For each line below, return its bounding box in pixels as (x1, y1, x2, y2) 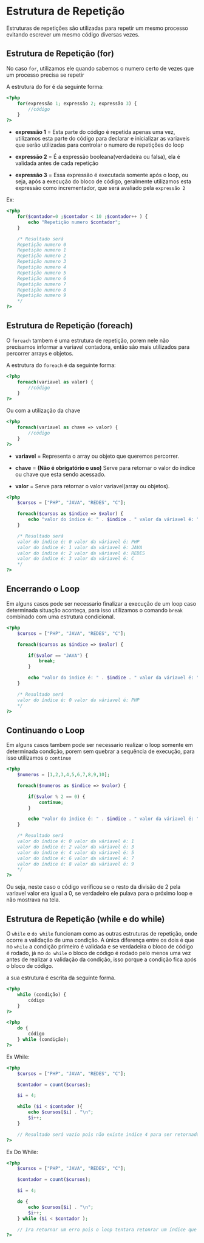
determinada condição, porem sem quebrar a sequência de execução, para (6, 748, 195, 755)
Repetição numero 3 (17, 259, 67, 265)
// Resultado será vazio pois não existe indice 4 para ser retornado (17, 1131, 200, 1138)
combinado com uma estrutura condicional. (6, 613, 115, 620)
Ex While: (6, 1053, 30, 1060)
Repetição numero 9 (17, 292, 67, 299)
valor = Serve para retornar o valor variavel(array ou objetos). (15, 482, 170, 489)
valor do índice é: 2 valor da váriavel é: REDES (17, 550, 146, 556)
